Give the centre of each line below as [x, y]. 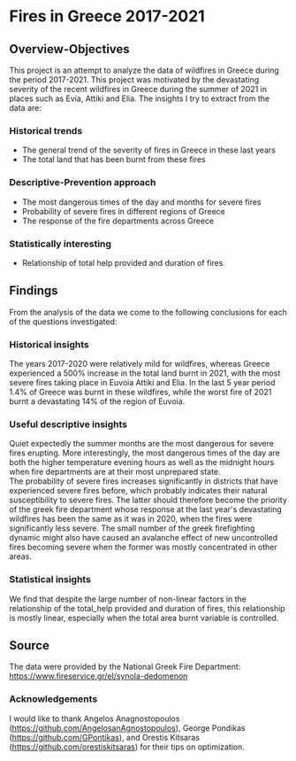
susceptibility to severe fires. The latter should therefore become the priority [148, 500]
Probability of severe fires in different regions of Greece [123, 211]
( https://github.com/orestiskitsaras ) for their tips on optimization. [127, 747]
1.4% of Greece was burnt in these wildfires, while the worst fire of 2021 [140, 392]
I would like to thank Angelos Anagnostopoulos [95, 718]
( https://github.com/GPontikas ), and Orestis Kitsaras [105, 737]
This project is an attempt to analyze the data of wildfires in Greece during [144, 70]
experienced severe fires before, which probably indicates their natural [138, 491]
